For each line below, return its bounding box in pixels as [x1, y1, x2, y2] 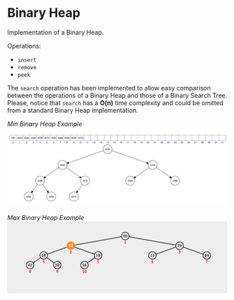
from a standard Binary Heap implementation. [7, 106, 138, 114]
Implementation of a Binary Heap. [7, 28, 104, 36]
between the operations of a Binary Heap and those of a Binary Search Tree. [7, 91, 228, 100]
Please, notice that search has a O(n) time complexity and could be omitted [7, 98, 224, 107]
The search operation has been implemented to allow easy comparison [7, 83, 211, 92]
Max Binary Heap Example [7, 214, 85, 222]
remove [17, 64, 37, 71]
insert [17, 56, 37, 64]
